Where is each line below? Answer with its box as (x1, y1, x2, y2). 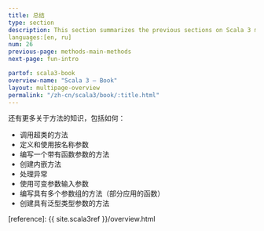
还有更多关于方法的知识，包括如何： (8, 114, 126, 123)
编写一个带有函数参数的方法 (19, 150, 110, 159)
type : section (8, 19, 55, 27)
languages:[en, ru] (8, 33, 72, 42)
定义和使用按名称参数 (19, 140, 89, 150)
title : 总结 (8, 11, 45, 20)
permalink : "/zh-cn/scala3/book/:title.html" (8, 91, 159, 99)
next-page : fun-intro (8, 56, 79, 63)
